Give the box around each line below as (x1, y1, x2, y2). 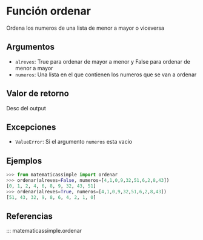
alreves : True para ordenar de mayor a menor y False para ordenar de (15, 58, 191, 65)
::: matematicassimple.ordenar (6, 227, 82, 235)
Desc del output (6, 104, 47, 112)
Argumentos (6, 42, 55, 52)
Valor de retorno (6, 88, 70, 99)
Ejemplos (6, 156, 42, 166)
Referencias (6, 211, 53, 221)
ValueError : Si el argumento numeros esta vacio (15, 138, 132, 145)
